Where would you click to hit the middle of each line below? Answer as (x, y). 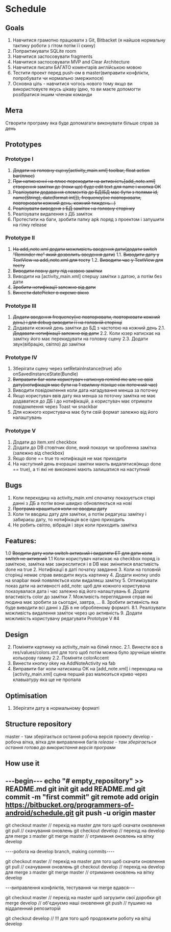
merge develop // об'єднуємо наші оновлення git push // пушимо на (79, 903)
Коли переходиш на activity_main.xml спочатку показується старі (84, 498)
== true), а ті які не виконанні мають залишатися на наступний (81, 469)
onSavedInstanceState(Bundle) (45, 374)
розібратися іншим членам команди (52, 94)
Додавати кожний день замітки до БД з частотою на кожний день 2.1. (89, 328)
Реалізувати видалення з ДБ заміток (53, 214)
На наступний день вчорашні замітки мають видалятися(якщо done (87, 463)
